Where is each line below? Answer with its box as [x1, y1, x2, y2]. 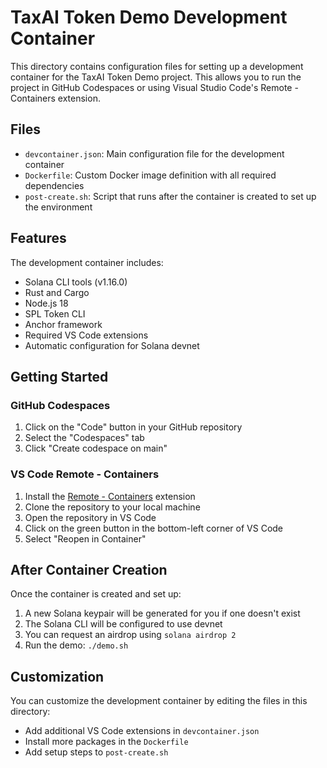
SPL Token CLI [24, 307, 86, 320]
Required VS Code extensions [24, 329, 149, 341]
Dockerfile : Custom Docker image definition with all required [24, 169, 277, 181]
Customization [10, 668, 105, 685]
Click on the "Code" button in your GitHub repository [24, 421, 243, 433]
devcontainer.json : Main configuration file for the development [24, 147, 285, 160]
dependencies [24, 179, 85, 191]
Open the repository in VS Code [24, 511, 157, 523]
